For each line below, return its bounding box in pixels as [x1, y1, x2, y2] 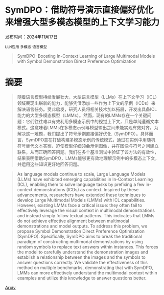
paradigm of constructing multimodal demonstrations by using [17, 238, 143, 245]
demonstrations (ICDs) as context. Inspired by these [33, 186, 139, 192]
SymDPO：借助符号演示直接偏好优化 [5, 4, 154, 16]
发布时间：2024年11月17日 [5, 34, 58, 40]
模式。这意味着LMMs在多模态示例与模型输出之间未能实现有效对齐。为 [17, 124, 159, 130]
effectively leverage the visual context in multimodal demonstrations [17, 207, 155, 213]
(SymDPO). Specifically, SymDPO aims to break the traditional [17, 233, 142, 239]
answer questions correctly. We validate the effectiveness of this [17, 259, 148, 265]
